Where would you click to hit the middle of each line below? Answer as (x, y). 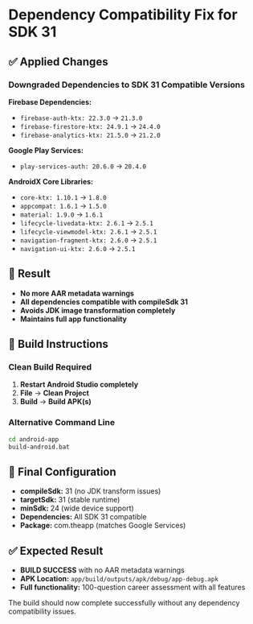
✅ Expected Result (56, 550)
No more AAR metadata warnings (77, 293)
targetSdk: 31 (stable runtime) (70, 500)
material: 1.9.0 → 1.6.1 (61, 214)
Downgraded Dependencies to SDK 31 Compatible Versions (126, 85)
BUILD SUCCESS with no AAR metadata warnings (102, 570)
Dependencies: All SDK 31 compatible (83, 517)
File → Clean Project (55, 393)
